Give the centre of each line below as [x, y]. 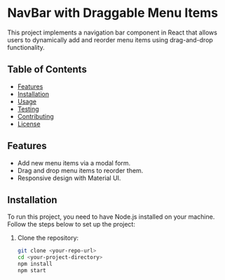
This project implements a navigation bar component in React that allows [112, 32]
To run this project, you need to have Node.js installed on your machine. [111, 217]
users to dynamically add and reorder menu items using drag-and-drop [110, 39]
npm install [35, 264]
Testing [28, 109]
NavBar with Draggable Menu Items [113, 13]
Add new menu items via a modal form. [74, 163]
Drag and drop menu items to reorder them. [80, 170]
